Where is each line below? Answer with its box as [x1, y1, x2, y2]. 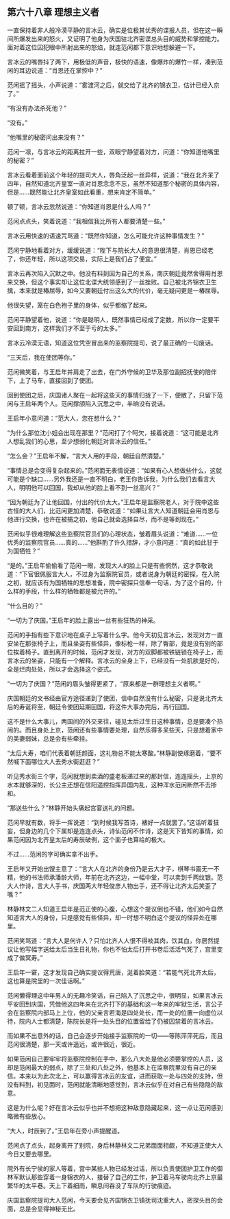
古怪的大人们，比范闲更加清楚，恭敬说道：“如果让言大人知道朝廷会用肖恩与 [7, 506, 220, 515]
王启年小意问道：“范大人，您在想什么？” [7, 414, 121, 422]
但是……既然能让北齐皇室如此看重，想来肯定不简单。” [7, 188, 155, 196]
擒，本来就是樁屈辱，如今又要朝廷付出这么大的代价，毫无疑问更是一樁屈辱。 [7, 286, 223, 295]
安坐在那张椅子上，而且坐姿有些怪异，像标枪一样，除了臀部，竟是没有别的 [7, 639, 217, 648]
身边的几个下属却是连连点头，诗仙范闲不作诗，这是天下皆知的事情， [25, 826, 217, 835]
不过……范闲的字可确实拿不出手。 [7, 850, 102, 858]
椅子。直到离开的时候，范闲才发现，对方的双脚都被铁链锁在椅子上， [25, 648, 217, 656]
